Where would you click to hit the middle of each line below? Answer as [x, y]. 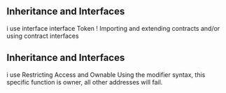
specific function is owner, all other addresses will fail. [85, 82]
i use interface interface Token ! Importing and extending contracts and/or [113, 28]
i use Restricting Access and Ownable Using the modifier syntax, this [106, 74]
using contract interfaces [43, 36]
